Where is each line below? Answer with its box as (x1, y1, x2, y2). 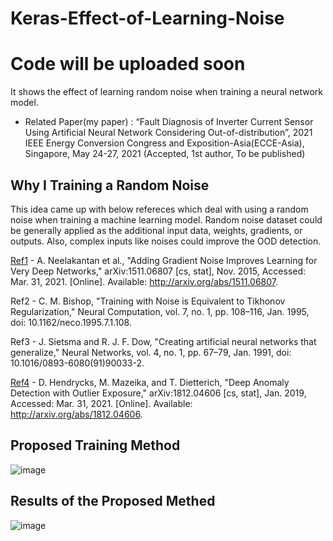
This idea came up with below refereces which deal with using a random (10, 203, 309, 215)
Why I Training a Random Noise (10, 177, 210, 194)
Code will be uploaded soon (10, 53, 246, 76)
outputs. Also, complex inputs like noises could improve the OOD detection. (10, 235, 322, 247)
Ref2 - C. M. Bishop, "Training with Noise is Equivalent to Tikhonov (10, 295, 286, 307)
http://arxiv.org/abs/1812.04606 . (10, 408, 143, 420)
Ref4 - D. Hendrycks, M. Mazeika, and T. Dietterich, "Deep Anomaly (10, 376, 290, 388)
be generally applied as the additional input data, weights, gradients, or (10, 224, 303, 236)
